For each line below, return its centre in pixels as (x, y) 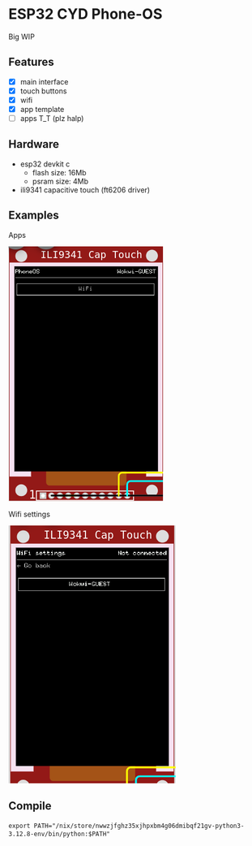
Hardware (34, 144)
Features (31, 62)
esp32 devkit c (45, 164)
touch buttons (43, 91)
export (19, 826)
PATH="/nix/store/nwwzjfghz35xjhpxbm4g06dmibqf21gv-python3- (139, 826)
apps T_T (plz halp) (52, 118)
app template (42, 109)
